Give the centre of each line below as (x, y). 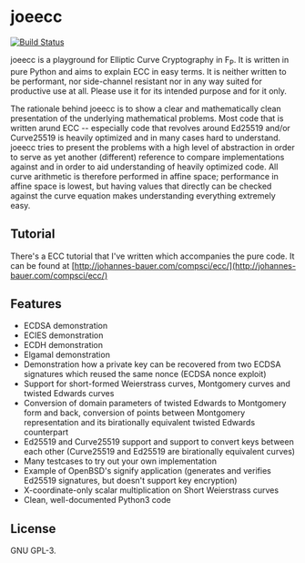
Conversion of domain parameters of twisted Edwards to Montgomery (155, 404)
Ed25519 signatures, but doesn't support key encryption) (130, 481)
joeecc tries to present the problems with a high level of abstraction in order (152, 147)
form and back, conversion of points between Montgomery (134, 413)
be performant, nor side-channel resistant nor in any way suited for (136, 81)
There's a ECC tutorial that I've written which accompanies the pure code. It (152, 256)
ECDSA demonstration (66, 326)
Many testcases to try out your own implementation (120, 461)
